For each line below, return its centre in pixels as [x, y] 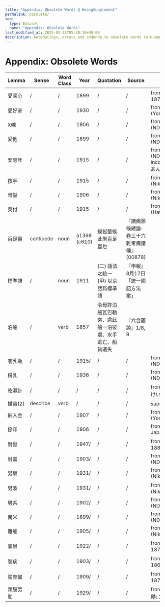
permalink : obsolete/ [27, 14]
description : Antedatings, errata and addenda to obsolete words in [77, 38]
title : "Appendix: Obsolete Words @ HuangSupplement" [61, 10]
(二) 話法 [108, 266]
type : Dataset [24, 23]
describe [40, 403]
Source [136, 80]
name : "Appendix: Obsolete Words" [45, 28]
